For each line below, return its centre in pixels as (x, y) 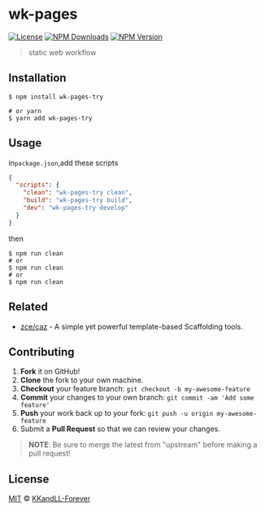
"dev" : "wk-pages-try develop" (76, 208)
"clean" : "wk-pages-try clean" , (78, 193)
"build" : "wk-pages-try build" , (78, 200)
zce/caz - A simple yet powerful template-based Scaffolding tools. (132, 326)
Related (28, 307)
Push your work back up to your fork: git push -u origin (117, 413)
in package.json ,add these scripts (63, 163)
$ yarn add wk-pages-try (50, 118)
